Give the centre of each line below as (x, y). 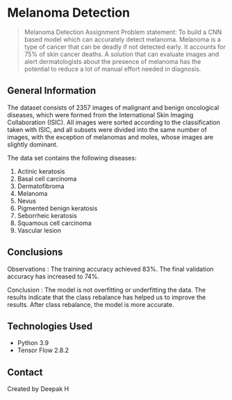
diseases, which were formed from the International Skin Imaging (100, 115)
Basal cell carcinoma (47, 178)
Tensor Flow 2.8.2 (43, 350)
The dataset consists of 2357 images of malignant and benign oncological (113, 107)
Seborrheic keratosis (47, 215)
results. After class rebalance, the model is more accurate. (91, 304)
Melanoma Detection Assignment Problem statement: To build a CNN (123, 32)
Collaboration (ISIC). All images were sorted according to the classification (114, 122)
